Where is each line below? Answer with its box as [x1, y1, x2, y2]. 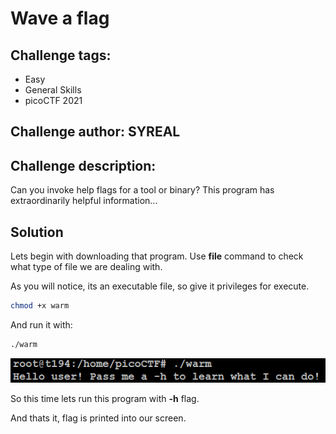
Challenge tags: [10, 47, 112, 64]
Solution [10, 223, 64, 241]
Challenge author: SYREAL [10, 123, 181, 141]
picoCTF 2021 [24, 95, 83, 106]
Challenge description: [10, 157, 157, 174]
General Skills [24, 84, 82, 96]
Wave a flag [10, 7, 110, 30]
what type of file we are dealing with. [10, 261, 163, 273]
